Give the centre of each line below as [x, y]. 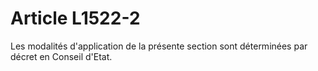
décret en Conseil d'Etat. [61, 56]
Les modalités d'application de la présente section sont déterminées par [159, 46]
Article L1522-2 [75, 18]
